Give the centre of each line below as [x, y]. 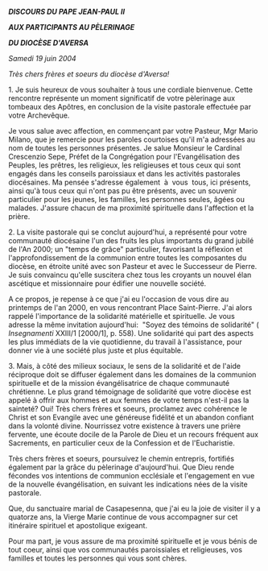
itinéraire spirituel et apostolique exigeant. [78, 525]
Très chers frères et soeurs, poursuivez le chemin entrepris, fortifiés [122, 459]
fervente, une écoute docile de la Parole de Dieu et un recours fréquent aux [134, 434]
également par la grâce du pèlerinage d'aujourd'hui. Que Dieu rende [122, 467]
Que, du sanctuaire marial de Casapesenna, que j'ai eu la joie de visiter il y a [134, 508]
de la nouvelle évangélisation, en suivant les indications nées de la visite [128, 484]
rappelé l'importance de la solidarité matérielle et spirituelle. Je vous [122, 316]
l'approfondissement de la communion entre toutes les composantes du [128, 258]
